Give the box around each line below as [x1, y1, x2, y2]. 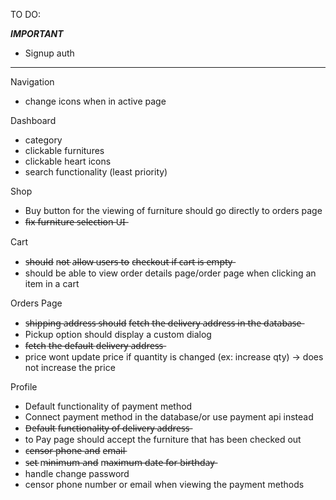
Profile [10, 381, 38, 393]
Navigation [10, 76, 55, 88]
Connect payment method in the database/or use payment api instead [24, 411, 314, 423]
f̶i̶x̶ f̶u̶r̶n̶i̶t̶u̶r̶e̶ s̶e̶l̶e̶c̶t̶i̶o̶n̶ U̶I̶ [24, 216, 126, 228]
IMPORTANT [10, 28, 64, 39]
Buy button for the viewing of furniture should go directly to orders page [24, 205, 323, 216]
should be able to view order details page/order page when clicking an [24, 267, 317, 279]
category [24, 134, 63, 146]
